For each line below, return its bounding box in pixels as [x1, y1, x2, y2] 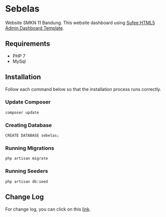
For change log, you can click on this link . [5, 206, 91, 212]
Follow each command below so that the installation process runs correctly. [5, 86, 161, 92]
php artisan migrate [5, 156, 49, 161]
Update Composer [5, 98, 51, 105]
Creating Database [5, 122, 52, 129]
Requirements [5, 40, 50, 48]
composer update [5, 110, 39, 115]
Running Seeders [5, 168, 49, 175]
